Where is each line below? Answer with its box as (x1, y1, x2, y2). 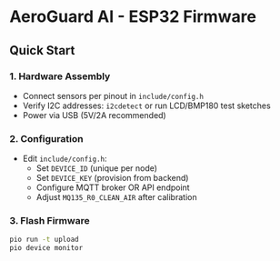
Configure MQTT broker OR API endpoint (35, 182, 190, 193)
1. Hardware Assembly (9, 70, 111, 83)
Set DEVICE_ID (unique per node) (35, 163, 157, 174)
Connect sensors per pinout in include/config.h (22, 90, 205, 101)
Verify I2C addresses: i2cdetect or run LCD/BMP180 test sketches (22, 100, 271, 111)
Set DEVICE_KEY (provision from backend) (35, 173, 189, 184)
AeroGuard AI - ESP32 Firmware (9, 6, 257, 27)
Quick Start (9, 43, 75, 58)
